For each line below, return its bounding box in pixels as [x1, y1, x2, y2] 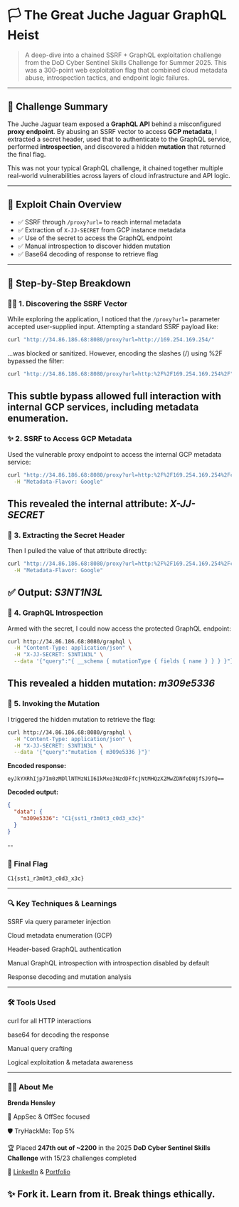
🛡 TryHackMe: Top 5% [7, 1126, 75, 1135]
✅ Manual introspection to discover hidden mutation [17, 242, 171, 250]
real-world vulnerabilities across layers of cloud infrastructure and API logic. [7, 171, 231, 180]
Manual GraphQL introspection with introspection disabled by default [7, 959, 210, 968]
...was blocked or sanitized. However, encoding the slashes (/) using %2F [7, 349, 223, 358]
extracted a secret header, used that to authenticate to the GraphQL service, [7, 135, 231, 143]
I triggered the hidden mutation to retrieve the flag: [7, 715, 156, 723]
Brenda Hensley [7, 1098, 55, 1107]
